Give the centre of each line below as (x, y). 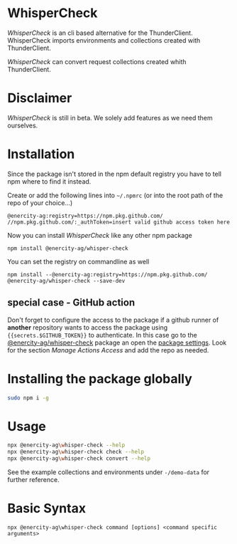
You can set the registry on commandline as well (78, 261)
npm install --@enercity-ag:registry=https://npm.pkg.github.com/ (108, 274)
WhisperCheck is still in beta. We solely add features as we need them (110, 117)
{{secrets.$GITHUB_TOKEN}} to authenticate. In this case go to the (102, 335)
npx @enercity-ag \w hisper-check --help (66, 445)
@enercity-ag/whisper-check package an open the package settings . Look (117, 342)
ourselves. (23, 125)
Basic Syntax (47, 509)
